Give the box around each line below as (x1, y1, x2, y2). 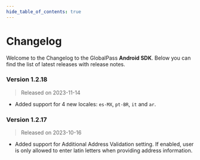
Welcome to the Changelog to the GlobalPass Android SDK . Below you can (6, 54, 191, 61)
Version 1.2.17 (6, 115, 47, 124)
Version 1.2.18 (6, 75, 48, 84)
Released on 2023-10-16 (20, 129, 82, 136)
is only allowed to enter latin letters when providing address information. (14, 147, 193, 154)
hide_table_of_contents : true (6, 8, 82, 15)
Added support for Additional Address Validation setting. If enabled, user (14, 141, 194, 148)
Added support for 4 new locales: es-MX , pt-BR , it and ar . (14, 100, 156, 107)
